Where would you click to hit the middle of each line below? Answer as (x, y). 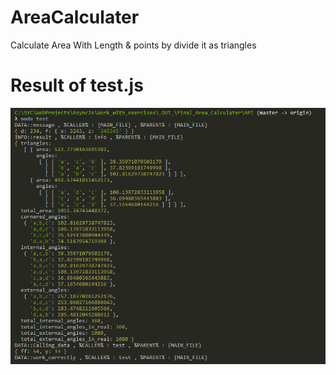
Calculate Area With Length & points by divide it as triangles (133, 45)
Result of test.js (77, 85)
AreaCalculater (75, 17)
